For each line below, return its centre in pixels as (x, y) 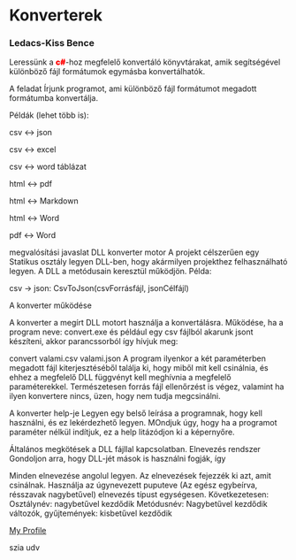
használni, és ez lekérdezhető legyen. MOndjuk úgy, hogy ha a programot (143, 423)
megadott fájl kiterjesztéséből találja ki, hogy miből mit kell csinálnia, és (139, 368)
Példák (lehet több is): (49, 115)
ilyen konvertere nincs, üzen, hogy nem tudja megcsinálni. (115, 396)
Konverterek (56, 15)
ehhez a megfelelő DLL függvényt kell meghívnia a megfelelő (120, 378)
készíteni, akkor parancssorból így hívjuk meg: (94, 341)
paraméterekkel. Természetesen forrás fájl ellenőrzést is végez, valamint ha (147, 387)
